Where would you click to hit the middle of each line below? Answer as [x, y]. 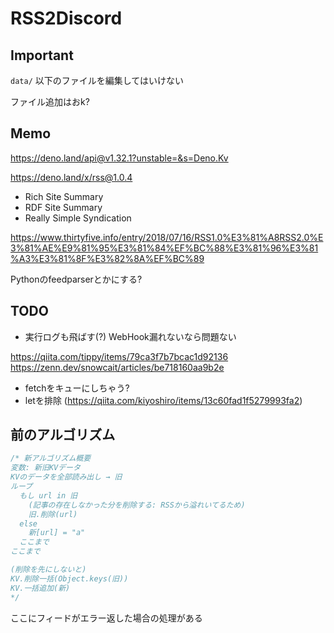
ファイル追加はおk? [50, 101]
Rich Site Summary [64, 196]
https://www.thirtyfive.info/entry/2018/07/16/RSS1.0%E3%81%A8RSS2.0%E [167, 237]
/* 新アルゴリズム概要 [51, 458]
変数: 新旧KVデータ [45, 468]
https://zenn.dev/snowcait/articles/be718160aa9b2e [117, 367]
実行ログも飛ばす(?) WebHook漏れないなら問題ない [130, 336]
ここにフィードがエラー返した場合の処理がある [106, 618]
